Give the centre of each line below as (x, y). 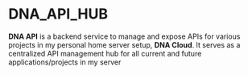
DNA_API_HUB (58, 14)
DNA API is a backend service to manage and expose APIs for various (124, 36)
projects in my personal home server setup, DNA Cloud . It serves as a (124, 44)
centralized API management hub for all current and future (105, 53)
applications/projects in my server (65, 62)
